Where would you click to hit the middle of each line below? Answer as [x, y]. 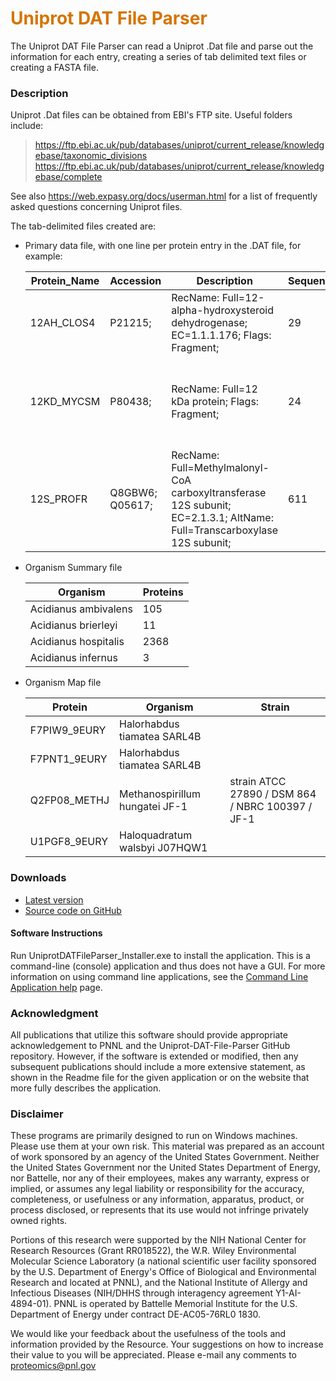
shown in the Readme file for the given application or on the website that [160, 1078]
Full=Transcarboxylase [225, 530]
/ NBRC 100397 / [271, 807]
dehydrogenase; [209, 323]
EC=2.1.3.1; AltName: [222, 518]
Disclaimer [37, 1114]
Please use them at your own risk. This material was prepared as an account [167, 1146]
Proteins [163, 592]
